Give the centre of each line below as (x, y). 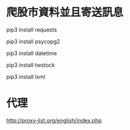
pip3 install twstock (31, 65)
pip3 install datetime (32, 53)
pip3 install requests (32, 29)
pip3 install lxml (26, 77)
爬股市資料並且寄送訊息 (65, 12)
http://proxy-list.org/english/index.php (54, 120)
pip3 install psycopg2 (33, 41)
